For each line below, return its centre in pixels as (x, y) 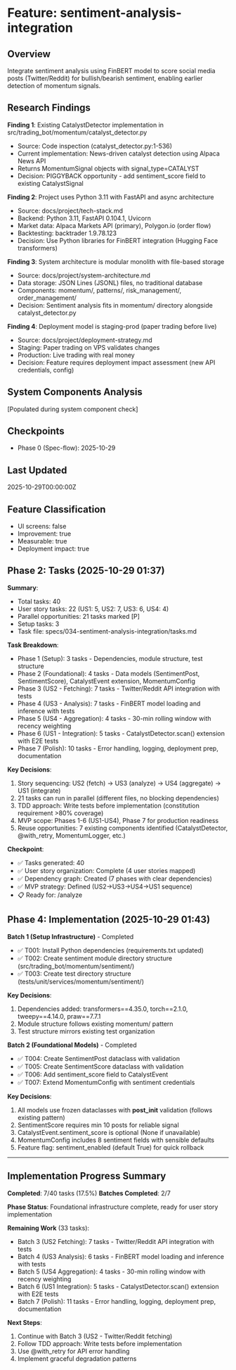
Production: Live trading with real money (76, 355)
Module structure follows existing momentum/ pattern (95, 1024)
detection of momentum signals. (54, 86)
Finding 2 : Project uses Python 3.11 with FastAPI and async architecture (111, 197)
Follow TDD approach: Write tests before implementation (100, 1343)
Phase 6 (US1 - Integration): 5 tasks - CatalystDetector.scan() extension (121, 733)
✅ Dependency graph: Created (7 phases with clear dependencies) (115, 879)
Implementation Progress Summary (87, 1176)
